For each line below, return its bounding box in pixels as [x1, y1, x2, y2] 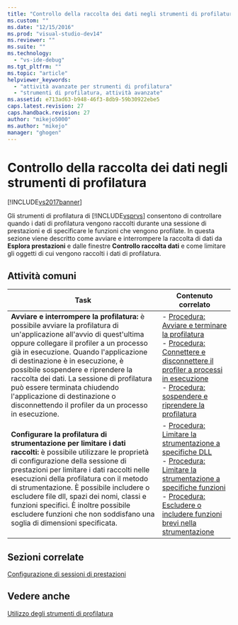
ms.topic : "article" [7, 69, 69, 77]
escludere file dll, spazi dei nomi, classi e [11, 492, 147, 502]
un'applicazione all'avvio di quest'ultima [11, 330, 144, 339]
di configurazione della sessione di [11, 456, 127, 466]
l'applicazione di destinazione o [11, 391, 116, 401]
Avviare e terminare [161, 320, 227, 330]
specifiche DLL [161, 447, 212, 457]
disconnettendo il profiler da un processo [11, 400, 148, 410]
